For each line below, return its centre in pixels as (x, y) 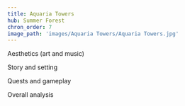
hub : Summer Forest (36, 20)
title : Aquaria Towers (41, 14)
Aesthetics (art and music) (46, 54)
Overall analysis (30, 95)
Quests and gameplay (39, 81)
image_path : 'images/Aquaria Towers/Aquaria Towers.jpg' (93, 34)
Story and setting (33, 67)
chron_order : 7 (30, 27)
